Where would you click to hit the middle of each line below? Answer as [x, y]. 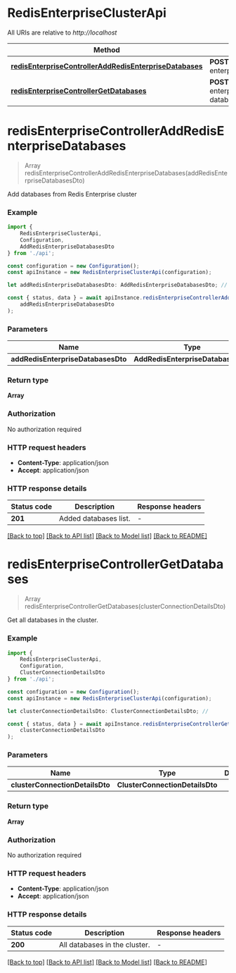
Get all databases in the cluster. [53, 620]
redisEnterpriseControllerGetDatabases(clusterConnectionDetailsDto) [125, 607]
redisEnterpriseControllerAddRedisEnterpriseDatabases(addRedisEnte [126, 173]
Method [107, 49]
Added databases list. [94, 519]
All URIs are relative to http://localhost [62, 32]
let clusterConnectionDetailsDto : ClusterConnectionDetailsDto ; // [108, 711]
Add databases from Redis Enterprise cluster [72, 194]
